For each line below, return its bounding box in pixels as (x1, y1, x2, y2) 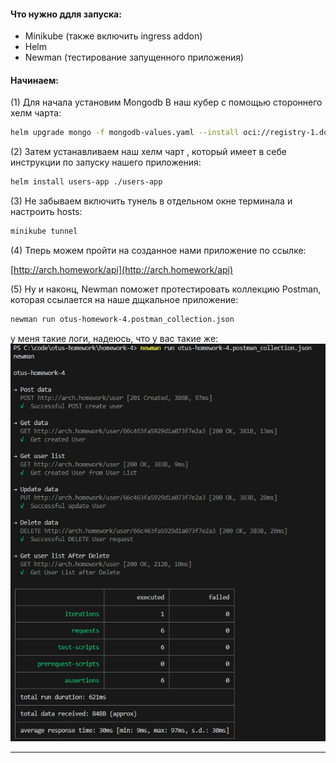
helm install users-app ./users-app (10, 177, 163, 187)
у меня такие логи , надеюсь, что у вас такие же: (10, 332, 219, 344)
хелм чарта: (10, 107, 62, 119)
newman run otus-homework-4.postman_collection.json (10, 315, 235, 325)
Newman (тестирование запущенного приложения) (24, 51, 245, 64)
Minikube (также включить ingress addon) (24, 30, 203, 42)
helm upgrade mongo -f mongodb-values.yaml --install (10, 128, 240, 138)
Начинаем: (10, 74, 59, 86)
